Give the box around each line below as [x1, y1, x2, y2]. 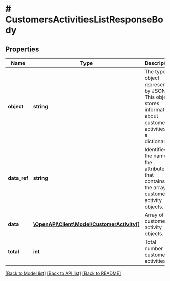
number [144, 245, 163, 252]
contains [144, 178, 165, 185]
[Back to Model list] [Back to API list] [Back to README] [5, 270, 121, 276]
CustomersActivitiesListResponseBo [5, 14, 163, 25]
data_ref [8, 175, 29, 181]
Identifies [144, 146, 167, 153]
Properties [5, 45, 39, 53]
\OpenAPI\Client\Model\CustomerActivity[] [33, 221, 140, 228]
